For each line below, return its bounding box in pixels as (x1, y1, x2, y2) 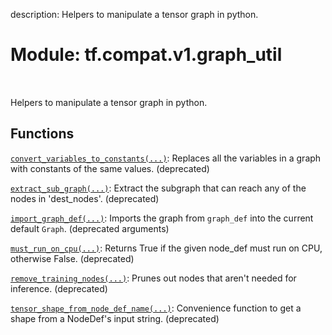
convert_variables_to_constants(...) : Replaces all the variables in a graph (10, 152, 322, 164)
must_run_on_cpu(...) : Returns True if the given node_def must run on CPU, (10, 242, 323, 254)
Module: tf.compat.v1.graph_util (10, 44, 283, 66)
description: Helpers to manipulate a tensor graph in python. (10, 9, 259, 20)
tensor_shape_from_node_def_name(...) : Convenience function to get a (10, 302, 302, 314)
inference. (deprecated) (10, 282, 108, 294)
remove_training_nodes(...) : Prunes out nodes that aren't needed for (10, 272, 297, 284)
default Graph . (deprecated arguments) (10, 222, 170, 234)
